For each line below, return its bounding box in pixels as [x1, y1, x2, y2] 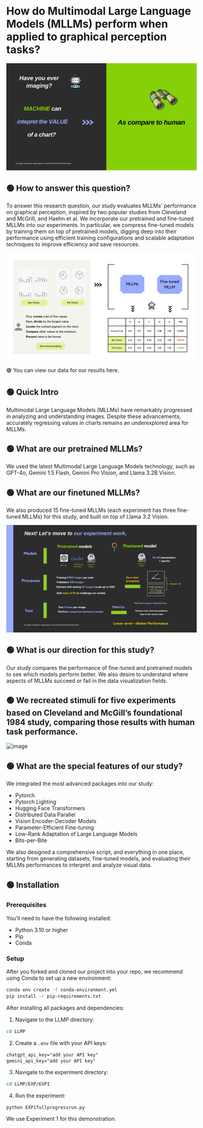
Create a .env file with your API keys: [14, 1039, 108, 1046]
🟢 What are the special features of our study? [6, 761, 183, 771]
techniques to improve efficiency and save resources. [6, 241, 140, 248]
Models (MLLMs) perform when [6, 17, 168, 31]
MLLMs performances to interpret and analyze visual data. [6, 861, 152, 869]
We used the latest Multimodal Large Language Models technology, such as [6, 463, 195, 470]
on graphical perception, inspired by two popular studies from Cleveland [6, 209, 187, 216]
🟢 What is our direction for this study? [6, 645, 155, 655]
